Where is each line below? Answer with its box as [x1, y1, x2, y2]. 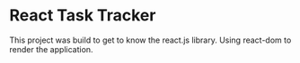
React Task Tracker [9, 5, 156, 26]
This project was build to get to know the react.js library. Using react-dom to [9, 35, 292, 45]
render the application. [9, 43, 93, 54]
